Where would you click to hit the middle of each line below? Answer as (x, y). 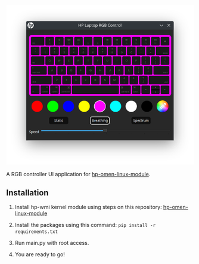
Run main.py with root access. (52, 243)
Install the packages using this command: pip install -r (85, 225)
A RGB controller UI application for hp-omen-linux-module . (78, 174)
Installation (27, 193)
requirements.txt (36, 232)
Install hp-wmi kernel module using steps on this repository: (88, 207)
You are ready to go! (40, 254)
